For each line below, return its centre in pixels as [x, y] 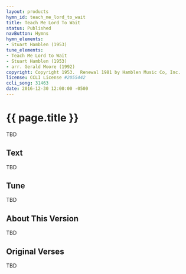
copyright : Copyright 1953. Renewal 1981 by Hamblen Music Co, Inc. [94, 72]
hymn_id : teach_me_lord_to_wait [46, 17]
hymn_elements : [25, 39]
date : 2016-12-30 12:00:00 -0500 [47, 89]
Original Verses [35, 251]
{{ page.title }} [43, 118]
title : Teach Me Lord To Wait [43, 22]
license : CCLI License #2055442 [46, 78]
